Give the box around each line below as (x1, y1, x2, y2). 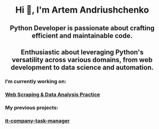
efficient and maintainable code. (31, 31, 133, 40)
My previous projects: (5, 104, 59, 111)
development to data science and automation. (10, 63, 154, 71)
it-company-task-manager (5, 117, 70, 124)
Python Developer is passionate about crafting (9, 24, 155, 32)
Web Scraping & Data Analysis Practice (5, 91, 100, 98)
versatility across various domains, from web (12, 56, 153, 64)
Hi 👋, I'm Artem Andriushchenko (15, 4, 149, 16)
